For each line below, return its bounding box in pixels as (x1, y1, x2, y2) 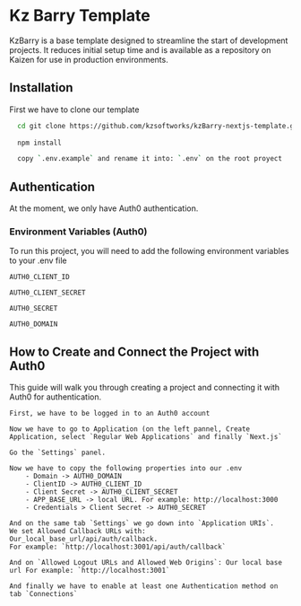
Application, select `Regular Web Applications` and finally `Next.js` (9, 433, 282, 442)
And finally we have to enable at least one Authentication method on (9, 582, 279, 591)
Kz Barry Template (9, 5, 150, 26)
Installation (9, 80, 73, 95)
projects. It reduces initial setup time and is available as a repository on (9, 44, 271, 55)
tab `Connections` (9, 590, 78, 599)
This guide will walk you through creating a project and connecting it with (9, 382, 280, 393)
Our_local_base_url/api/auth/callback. (9, 535, 159, 544)
